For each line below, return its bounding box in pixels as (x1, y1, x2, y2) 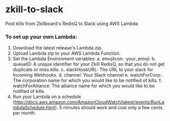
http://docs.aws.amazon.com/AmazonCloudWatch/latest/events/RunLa (14, 99, 165, 105)
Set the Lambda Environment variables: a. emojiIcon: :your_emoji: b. (12, 56, 156, 62)
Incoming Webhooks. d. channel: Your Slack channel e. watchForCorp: (12, 72, 162, 78)
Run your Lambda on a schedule (12, 93, 81, 100)
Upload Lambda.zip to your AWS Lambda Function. (12, 50, 121, 57)
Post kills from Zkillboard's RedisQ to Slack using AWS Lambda (5, 20, 138, 27)
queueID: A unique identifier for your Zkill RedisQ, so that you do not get (12, 61, 165, 67)
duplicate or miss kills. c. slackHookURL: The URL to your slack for (12, 66, 154, 72)
